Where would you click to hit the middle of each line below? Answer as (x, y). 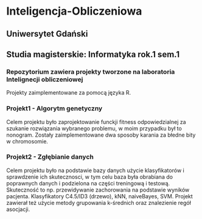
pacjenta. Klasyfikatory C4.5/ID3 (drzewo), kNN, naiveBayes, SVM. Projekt (99, 196)
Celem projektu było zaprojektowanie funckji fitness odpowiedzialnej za (96, 122)
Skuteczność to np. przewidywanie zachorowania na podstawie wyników (98, 190)
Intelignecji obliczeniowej (45, 79)
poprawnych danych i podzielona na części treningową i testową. (88, 183)
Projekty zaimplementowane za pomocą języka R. (69, 93)
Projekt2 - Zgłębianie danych (50, 157)
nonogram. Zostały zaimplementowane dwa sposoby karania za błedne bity (101, 135)
